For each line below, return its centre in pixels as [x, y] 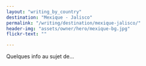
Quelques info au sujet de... [40, 56]
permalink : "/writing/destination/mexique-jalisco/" [74, 23]
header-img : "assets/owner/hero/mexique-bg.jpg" [68, 28]
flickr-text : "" [26, 34]
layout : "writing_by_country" [44, 12]
